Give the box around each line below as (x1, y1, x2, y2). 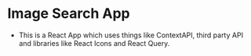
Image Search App (7, 5, 130, 23)
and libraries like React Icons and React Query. (18, 38, 170, 47)
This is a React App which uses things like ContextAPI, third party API (18, 30, 244, 40)
